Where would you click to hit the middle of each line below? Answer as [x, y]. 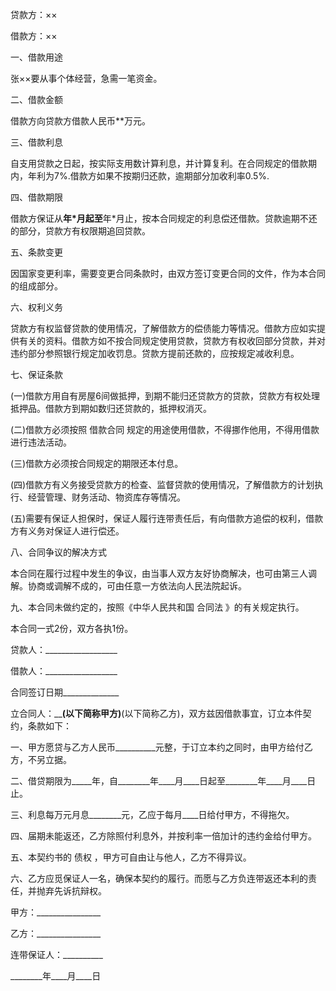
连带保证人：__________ [56, 954]
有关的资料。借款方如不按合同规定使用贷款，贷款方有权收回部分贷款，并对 [172, 341]
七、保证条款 [36, 374]
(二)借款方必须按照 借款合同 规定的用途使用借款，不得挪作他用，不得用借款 [165, 429]
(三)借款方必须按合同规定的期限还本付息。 [97, 463]
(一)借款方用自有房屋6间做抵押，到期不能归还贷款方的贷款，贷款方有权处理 [165, 396]
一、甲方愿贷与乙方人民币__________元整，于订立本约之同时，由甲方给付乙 [161, 747]
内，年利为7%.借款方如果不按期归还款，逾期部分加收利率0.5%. [140, 176]
